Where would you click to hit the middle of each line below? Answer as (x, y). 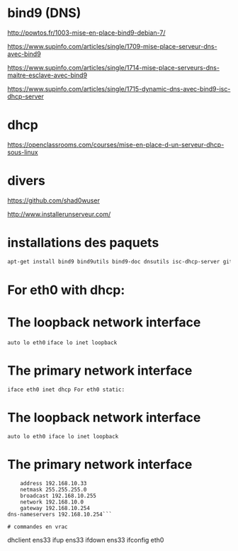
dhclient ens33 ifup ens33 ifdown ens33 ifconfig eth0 (86, 540)
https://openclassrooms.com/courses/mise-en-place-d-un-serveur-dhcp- (116, 144)
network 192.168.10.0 (52, 502)
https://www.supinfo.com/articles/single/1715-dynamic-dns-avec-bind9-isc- (119, 89)
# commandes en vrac (38, 527)
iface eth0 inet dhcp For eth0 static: (66, 390)
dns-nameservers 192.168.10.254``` (60, 514)
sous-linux (23, 152)
